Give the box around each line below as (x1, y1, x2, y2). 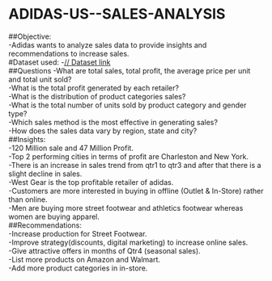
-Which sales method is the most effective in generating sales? (8, 117, 219, 127)
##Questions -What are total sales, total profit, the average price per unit (8, 65, 251, 75)
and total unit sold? (8, 74, 72, 84)
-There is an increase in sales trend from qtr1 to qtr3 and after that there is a (8, 160, 261, 170)
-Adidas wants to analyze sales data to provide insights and (8, 40, 207, 49)
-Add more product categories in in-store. (8, 263, 148, 273)
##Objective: (8, 31, 52, 41)
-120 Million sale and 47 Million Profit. (8, 143, 134, 153)
